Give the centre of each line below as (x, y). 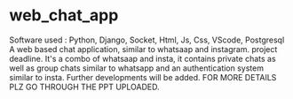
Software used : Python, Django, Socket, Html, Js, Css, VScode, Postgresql (147, 40)
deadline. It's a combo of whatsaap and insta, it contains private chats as (143, 58)
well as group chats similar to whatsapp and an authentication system (137, 68)
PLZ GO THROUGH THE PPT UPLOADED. (84, 87)
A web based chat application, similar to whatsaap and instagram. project (143, 49)
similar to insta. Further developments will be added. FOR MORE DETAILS (143, 77)
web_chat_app (64, 15)
